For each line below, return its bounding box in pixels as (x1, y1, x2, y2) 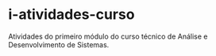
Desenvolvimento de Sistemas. (8, 39, 110, 49)
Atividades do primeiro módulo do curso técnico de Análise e (8, 32, 208, 41)
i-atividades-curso (8, 6, 135, 24)
